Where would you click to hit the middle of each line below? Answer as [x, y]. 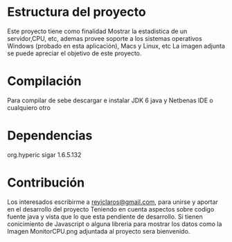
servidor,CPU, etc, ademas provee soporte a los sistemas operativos [105, 38]
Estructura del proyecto [77, 12]
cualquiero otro [29, 107]
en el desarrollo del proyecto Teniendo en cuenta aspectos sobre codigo [111, 209]
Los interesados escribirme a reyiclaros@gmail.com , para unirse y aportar [113, 202]
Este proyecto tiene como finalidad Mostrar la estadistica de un [97, 31]
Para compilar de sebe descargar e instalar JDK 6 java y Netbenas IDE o [110, 100]
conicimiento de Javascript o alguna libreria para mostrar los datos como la [115, 224]
